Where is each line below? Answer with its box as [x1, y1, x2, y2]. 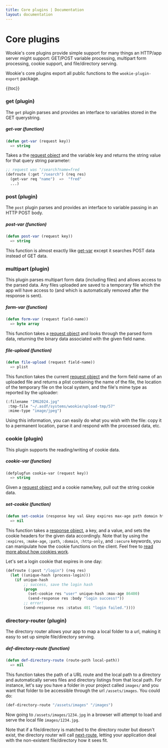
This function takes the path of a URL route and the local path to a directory [5, 671, 161, 677]
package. [20, 76, 39, 82]
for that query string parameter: [5, 158, 71, 164]
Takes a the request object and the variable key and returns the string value [5, 152, 161, 158]
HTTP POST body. [5, 210, 43, 216]
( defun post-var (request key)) [5, 234, 73, 239]
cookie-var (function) [5, 458, 52, 464]
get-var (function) [5, 126, 44, 132]
